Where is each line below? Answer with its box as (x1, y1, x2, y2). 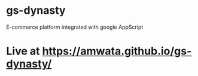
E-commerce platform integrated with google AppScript (6, 23, 144, 31)
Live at (6, 44, 40, 58)
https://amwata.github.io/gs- (42, 44, 192, 58)
